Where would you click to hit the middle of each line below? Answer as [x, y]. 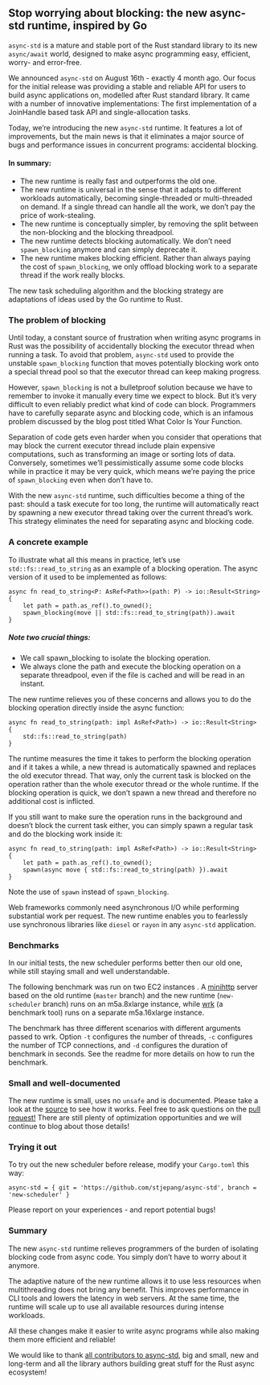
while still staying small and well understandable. [89, 971]
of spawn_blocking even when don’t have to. [81, 480]
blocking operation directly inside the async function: [96, 707]
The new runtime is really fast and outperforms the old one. [118, 181]
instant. [33, 683]
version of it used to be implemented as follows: [88, 577]
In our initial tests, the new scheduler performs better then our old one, [125, 962]
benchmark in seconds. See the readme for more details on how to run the [132, 1053]
